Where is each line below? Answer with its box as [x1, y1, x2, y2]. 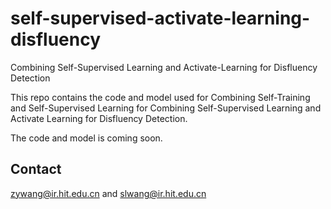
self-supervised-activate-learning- [10, 7, 311, 30]
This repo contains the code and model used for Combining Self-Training [10, 91, 311, 103]
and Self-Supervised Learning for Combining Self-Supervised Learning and [10, 102, 322, 114]
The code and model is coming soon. [10, 132, 163, 144]
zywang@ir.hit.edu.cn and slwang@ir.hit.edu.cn [10, 187, 207, 199]
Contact [10, 161, 62, 178]
